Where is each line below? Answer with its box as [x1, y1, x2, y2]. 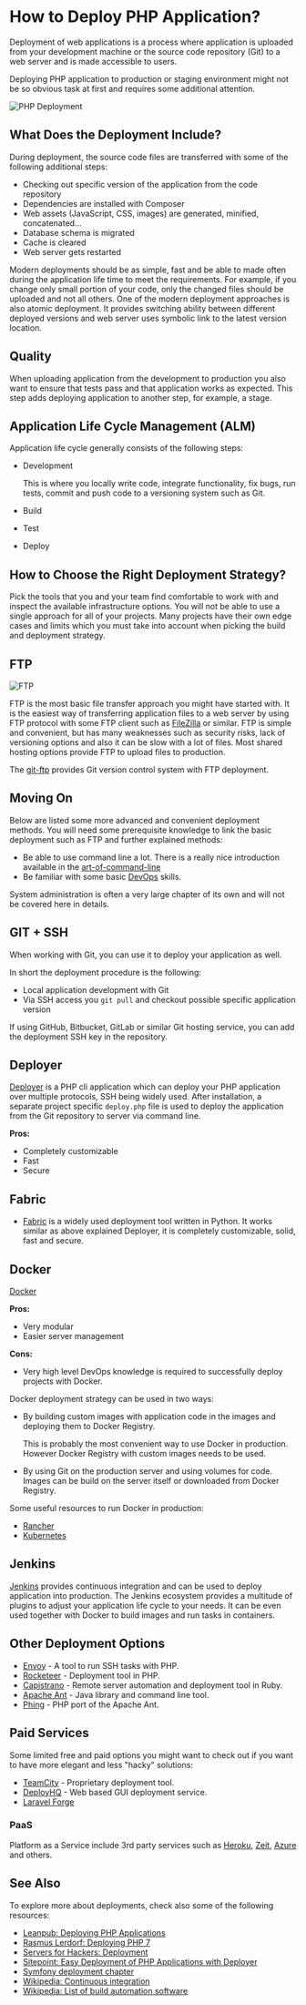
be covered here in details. [9, 898, 109, 909]
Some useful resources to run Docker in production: [9, 1503, 205, 1514]
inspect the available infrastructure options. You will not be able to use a [9, 601, 280, 612]
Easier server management [22, 1331, 125, 1342]
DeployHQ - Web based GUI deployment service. [22, 1786, 208, 1797]
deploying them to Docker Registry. [22, 1421, 156, 1432]
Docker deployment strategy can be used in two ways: [9, 1394, 214, 1405]
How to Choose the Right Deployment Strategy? [9, 567, 287, 582]
